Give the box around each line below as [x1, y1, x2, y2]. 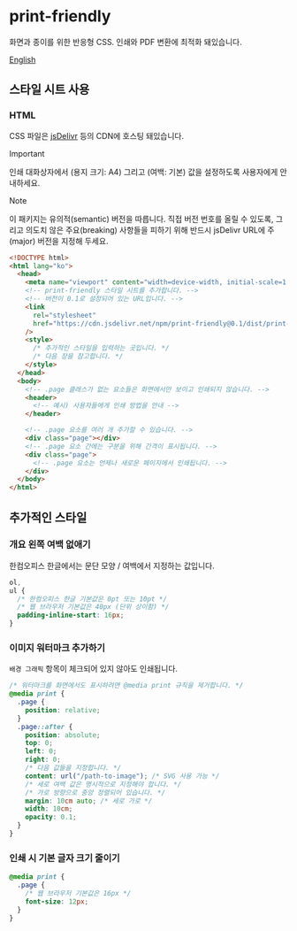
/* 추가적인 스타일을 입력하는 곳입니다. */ [32, 343, 170, 353]
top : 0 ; [25, 739, 53, 748]
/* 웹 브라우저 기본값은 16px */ [25, 889, 132, 898]
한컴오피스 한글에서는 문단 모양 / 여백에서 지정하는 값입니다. [9, 560, 215, 571]
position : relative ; [25, 705, 101, 714]
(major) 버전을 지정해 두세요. [9, 235, 109, 246]
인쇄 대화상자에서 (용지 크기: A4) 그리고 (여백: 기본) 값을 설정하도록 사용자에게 [9, 166, 278, 177]
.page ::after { [17, 722, 73, 731]
